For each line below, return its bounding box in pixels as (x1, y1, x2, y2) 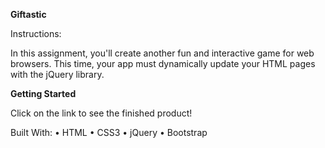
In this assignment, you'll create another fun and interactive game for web (10, 47, 315, 59)
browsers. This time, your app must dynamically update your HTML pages (10, 58, 316, 69)
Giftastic (10, 9, 47, 20)
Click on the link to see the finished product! (10, 107, 193, 119)
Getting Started (10, 88, 77, 99)
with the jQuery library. (10, 69, 105, 80)
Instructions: (10, 28, 62, 39)
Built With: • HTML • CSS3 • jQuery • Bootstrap (10, 127, 208, 138)
